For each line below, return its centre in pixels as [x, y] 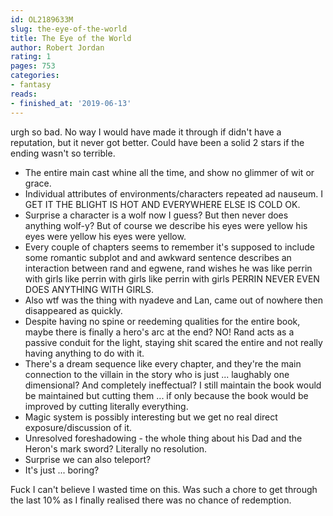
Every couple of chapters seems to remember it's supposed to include [169, 247]
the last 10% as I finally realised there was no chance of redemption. [151, 500]
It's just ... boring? [62, 470]
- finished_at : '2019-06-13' [71, 103]
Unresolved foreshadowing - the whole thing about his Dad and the [163, 438]
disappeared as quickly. [73, 310]
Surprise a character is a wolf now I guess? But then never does [156, 215]
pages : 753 [33, 66]
